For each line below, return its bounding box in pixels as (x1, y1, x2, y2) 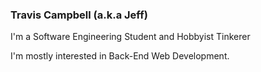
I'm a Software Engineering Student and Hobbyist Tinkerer (10, 31, 251, 43)
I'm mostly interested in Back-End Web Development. (10, 50, 230, 62)
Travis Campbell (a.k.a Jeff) (10, 8, 148, 22)
